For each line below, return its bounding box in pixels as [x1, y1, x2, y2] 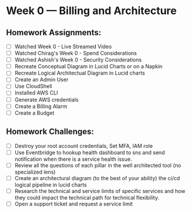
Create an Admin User [14, 76, 69, 83]
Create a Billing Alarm [14, 103, 68, 110]
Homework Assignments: [6, 28, 102, 38]
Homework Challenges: [6, 127, 94, 137]
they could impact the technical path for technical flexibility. [14, 194, 160, 201]
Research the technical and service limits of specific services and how [14, 187, 186, 194]
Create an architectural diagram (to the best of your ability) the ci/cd [14, 174, 180, 181]
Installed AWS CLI [14, 89, 58, 96]
